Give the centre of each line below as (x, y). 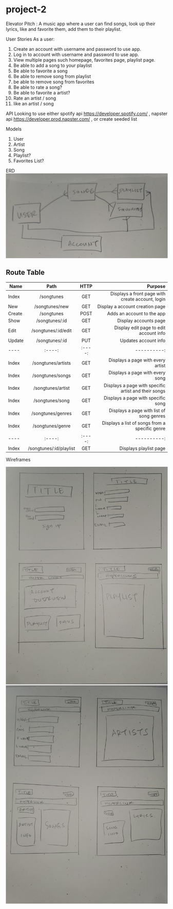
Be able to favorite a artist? (42, 92)
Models (14, 129)
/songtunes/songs (51, 375)
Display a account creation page (131, 306)
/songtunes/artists (52, 363)
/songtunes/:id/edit (51, 330)
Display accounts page (141, 321)
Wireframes (18, 460)
